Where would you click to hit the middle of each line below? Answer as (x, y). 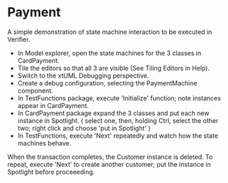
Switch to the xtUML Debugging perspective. (83, 76)
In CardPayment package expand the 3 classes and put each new (113, 113)
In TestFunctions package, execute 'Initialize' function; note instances (119, 98)
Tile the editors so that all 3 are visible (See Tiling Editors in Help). (114, 68)
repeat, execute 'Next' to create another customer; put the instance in (109, 164)
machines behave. (44, 143)
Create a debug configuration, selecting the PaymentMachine (107, 83)
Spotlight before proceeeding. (51, 172)
